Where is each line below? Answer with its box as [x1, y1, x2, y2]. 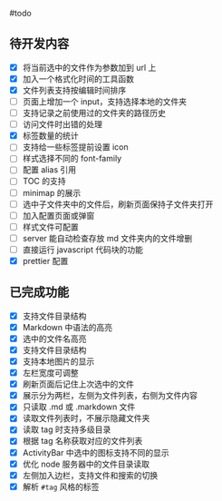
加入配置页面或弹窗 [22, 210, 95, 221]
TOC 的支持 [22, 176, 66, 187]
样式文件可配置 [22, 221, 79, 232]
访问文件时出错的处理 [22, 119, 102, 130]
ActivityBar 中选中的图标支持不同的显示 [22, 447, 169, 457]
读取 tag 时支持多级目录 [22, 424, 111, 435]
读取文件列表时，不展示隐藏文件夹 [22, 413, 150, 424]
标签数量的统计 [22, 131, 79, 142]
